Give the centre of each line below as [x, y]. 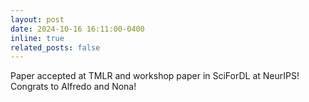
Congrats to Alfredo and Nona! [73, 87]
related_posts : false [55, 47]
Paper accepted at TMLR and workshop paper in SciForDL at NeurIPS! [155, 76]
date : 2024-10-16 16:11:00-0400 [77, 29]
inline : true [37, 38]
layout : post [37, 19]
